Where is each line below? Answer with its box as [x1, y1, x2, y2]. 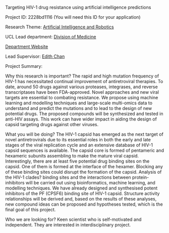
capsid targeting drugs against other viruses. [5, 122, 99, 127]
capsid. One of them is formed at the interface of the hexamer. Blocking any [5, 164, 163, 169]
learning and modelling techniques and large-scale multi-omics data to [5, 100, 153, 106]
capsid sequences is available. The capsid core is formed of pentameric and [5, 147, 164, 153]
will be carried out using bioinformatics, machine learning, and [25, 180, 155, 185]
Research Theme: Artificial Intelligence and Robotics [5, 24, 115, 30]
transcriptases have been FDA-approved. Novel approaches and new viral [5, 89, 159, 95]
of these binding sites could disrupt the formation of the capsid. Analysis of [5, 169, 162, 175]
